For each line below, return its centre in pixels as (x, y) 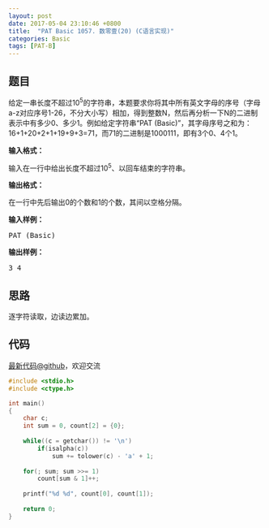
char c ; (36, 418)
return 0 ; (40, 509)
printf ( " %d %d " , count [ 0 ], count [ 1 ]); (88, 494)
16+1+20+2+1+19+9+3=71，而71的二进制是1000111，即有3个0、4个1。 (126, 133)
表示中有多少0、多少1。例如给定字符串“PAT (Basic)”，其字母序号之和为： (130, 123)
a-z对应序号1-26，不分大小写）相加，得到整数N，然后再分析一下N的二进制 (133, 113)
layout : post (30, 16)
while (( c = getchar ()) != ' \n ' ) (77, 441)
